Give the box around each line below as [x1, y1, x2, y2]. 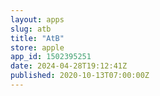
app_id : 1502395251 [10, 52, 92, 62]
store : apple [10, 42, 65, 53]
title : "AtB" [10, 33, 65, 43]
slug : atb [10, 24, 52, 34]
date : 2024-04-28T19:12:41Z [10, 61, 128, 71]
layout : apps [10, 14, 65, 25]
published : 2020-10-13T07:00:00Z [10, 71, 150, 81]
